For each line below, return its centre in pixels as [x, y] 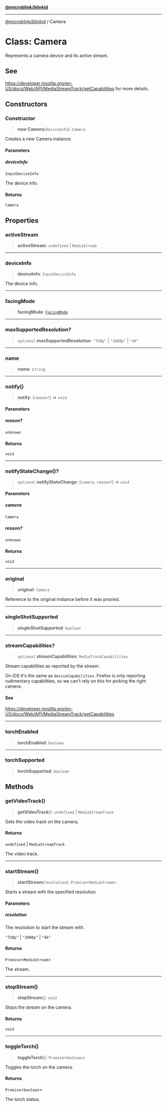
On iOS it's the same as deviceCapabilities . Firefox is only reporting [75, 676]
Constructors [26, 104]
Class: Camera [36, 42]
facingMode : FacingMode [42, 312]
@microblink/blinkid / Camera [36, 21]
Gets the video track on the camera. [42, 822]
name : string [31, 369]
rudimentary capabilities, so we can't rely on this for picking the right [76, 681]
